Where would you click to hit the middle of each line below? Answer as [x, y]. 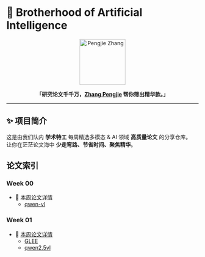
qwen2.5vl [37, 247]
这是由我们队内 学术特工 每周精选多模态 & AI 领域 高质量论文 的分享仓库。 [99, 137]
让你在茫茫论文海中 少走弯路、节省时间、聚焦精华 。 [71, 144]
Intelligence [37, 25]
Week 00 [20, 184]
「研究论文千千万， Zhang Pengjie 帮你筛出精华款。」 [103, 94]
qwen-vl [35, 205]
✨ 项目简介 [27, 121]
